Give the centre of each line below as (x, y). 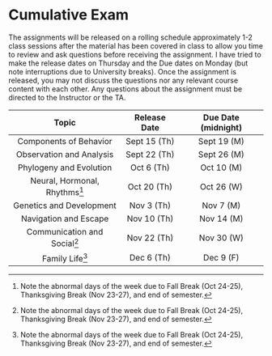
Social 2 (65, 243)
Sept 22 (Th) (150, 154)
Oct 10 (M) (221, 167)
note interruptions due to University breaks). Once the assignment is (123, 71)
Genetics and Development (65, 206)
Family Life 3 (65, 257)
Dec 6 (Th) (150, 258)
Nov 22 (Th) (150, 238)
